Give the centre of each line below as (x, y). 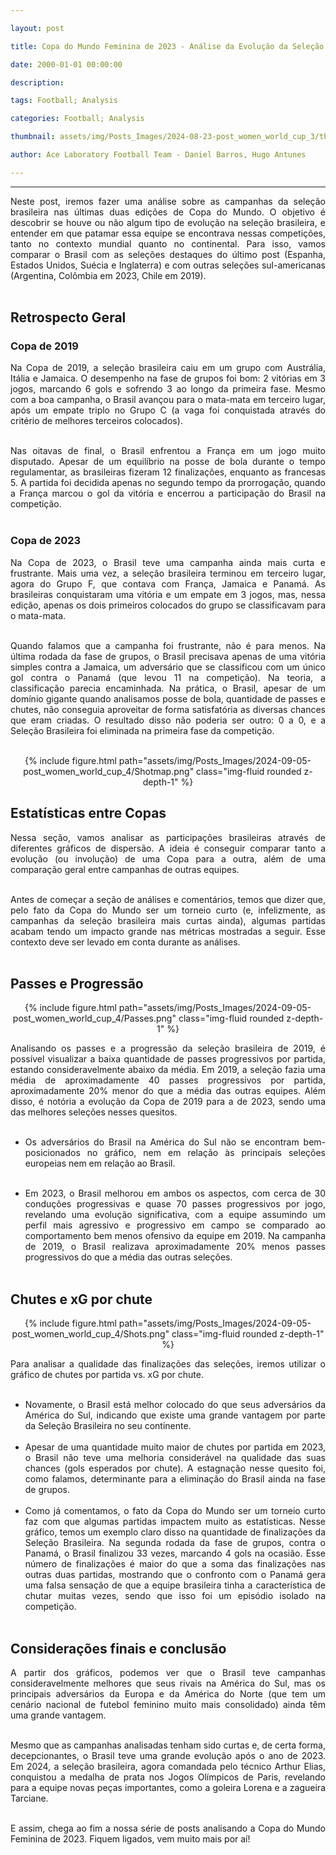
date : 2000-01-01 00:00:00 (66, 64)
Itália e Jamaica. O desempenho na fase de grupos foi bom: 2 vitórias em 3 (168, 378)
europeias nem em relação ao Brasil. (100, 1163)
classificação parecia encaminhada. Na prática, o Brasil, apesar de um (168, 688)
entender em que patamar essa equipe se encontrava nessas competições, (168, 233)
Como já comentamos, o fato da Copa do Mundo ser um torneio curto (175, 1511)
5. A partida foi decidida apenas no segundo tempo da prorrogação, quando (168, 483)
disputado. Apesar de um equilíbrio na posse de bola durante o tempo (168, 462)
